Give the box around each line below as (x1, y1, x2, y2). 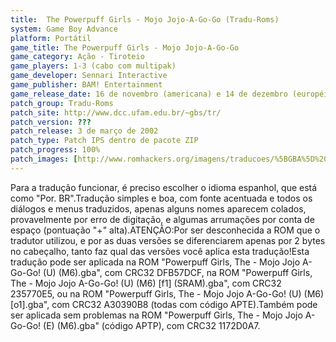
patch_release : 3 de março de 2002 (10, 126, 159, 136)
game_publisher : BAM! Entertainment (10, 80, 163, 90)
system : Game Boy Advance (10, 24, 118, 34)
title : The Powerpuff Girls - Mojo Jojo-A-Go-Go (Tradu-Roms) (10, 14, 280, 25)
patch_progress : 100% (10, 145, 101, 155)
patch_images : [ (10, 154, 78, 164)
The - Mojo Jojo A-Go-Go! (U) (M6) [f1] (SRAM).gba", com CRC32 (10, 277, 282, 289)
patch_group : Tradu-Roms (10, 98, 114, 108)
